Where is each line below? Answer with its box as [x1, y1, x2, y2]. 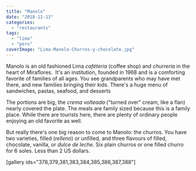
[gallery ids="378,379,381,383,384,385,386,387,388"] [6, 158, 136, 165]
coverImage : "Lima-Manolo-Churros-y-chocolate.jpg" [6, 47, 135, 53]
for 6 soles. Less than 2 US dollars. [6, 147, 91, 154]
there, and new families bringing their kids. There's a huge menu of [6, 81, 168, 88]
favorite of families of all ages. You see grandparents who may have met [6, 75, 180, 82]
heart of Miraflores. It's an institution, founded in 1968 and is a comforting [6, 68, 185, 76]
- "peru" [11, 41, 33, 47]
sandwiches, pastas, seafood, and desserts [6, 87, 111, 94]
